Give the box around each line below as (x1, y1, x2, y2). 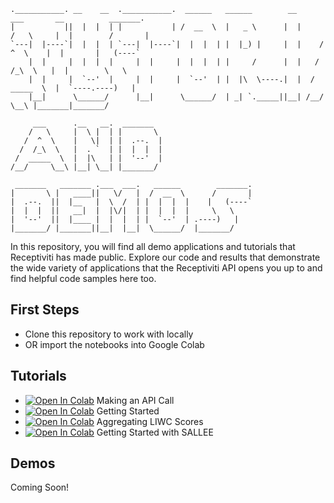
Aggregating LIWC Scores (96, 415, 204, 427)
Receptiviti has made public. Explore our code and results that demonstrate (10, 251, 321, 263)
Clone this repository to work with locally (24, 328, 194, 340)
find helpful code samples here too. (10, 273, 157, 284)
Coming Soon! (10, 481, 70, 494)
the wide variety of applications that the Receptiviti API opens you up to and (10, 262, 323, 274)
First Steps (10, 301, 80, 319)
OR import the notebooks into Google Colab (24, 338, 205, 350)
